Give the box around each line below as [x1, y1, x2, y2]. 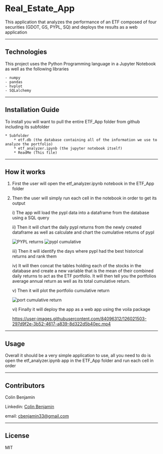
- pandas [5, 80, 23, 84]
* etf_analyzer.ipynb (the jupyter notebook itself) [14, 146, 123, 151]
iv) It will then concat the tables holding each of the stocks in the [12, 263, 142, 269]
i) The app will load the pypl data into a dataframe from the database [12, 210, 149, 216]
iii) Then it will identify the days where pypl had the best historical [12, 248, 144, 254]
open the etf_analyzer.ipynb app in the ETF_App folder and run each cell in [5, 357, 154, 364]
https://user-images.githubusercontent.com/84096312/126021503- [12, 316, 147, 322]
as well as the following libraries [5, 66, 69, 72]
